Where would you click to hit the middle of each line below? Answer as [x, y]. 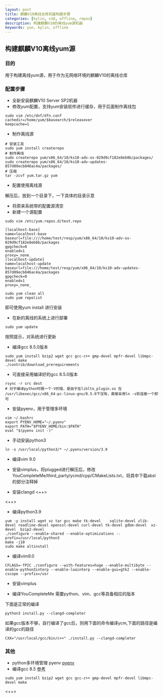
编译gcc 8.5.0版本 [30, 347]
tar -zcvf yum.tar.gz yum [31, 176]
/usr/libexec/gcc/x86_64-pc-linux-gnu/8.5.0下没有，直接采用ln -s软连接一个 [80, 394]
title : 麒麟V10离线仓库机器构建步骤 [38, 14]
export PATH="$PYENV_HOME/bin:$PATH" [43, 427]
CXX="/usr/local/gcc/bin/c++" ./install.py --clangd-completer [71, 638]
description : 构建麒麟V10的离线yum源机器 [44, 23]
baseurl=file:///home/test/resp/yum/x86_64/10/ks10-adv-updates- [72, 268]
